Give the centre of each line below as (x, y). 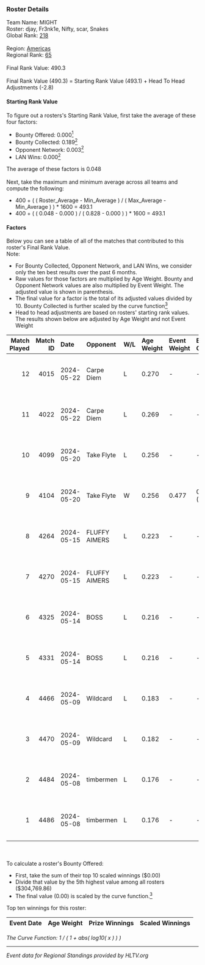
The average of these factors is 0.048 (54, 169)
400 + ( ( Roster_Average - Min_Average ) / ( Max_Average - (91, 200)
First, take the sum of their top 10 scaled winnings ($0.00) (88, 875)
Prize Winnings (111, 923)
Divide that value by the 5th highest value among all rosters (90, 882)
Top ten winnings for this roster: (46, 907)
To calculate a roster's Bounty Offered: (55, 863)
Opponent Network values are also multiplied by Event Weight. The (99, 285)
